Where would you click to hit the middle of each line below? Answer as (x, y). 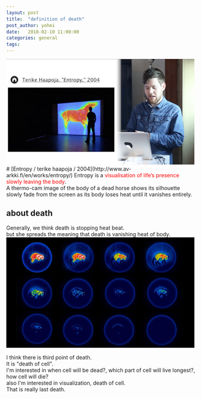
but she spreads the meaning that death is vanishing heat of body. (88, 234)
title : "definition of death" (45, 19)
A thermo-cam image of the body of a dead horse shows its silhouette (93, 188)
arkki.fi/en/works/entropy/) (40, 175)
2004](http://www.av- (104, 169)
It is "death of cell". (30, 364)
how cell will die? (27, 376)
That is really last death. (36, 389)
